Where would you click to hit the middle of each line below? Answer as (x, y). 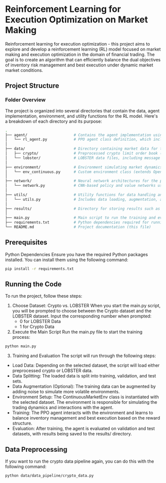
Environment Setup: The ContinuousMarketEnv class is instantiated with (85, 397)
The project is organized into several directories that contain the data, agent (82, 110)
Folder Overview (25, 100)
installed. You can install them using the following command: (67, 260)
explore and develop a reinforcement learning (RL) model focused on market (83, 49)
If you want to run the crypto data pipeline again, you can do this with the (80, 461)
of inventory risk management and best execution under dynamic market (79, 65)
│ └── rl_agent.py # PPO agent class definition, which (78, 140)
